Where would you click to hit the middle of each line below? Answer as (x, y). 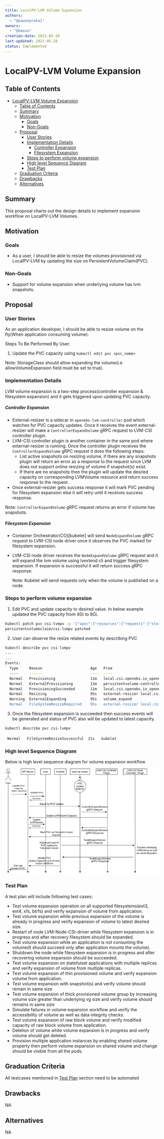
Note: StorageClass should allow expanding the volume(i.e (64, 363)
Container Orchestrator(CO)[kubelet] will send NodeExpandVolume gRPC (83, 536)
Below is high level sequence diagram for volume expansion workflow (75, 761)
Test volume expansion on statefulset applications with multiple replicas (84, 963)
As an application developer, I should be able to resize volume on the (74, 329)
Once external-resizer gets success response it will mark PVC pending (83, 487)
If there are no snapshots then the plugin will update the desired (84, 472)
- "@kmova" (20, 31)
